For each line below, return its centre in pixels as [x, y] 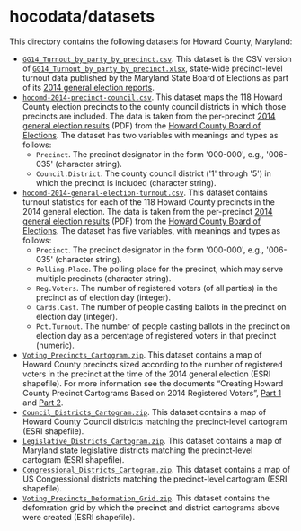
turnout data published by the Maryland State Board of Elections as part [155, 77]
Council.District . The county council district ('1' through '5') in [153, 173]
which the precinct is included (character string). [126, 182]
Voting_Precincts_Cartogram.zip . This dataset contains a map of [142, 354]
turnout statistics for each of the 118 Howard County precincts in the [149, 202]
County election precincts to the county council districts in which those [154, 106]
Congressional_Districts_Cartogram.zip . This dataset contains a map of [156, 469]
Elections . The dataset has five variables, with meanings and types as [151, 230]
